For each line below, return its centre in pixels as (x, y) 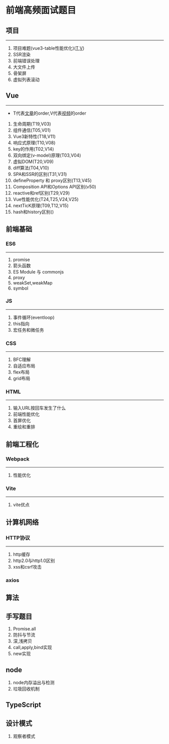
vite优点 (21, 505)
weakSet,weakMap (33, 283)
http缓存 (22, 554)
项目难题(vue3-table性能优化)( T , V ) (49, 48)
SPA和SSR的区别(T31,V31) (40, 174)
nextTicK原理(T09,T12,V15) (41, 205)
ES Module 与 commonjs (38, 271)
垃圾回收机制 (26, 689)
